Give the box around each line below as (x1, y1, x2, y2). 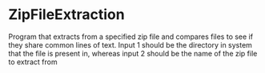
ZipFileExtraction (8, 6, 126, 24)
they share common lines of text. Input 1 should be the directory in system (8, 40, 252, 49)
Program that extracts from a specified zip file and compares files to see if (8, 32, 254, 41)
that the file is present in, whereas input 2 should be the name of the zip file (8, 48, 258, 58)
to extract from (8, 57, 58, 67)
